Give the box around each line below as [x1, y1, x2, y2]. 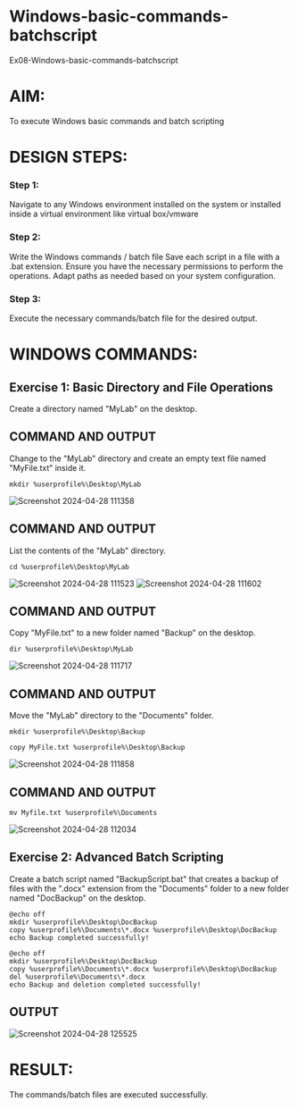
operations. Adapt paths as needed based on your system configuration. [9, 270, 276, 281]
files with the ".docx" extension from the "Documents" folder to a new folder [9, 883, 290, 894]
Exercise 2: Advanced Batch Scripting [9, 850, 225, 865]
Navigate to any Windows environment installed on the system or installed [9, 199, 282, 210]
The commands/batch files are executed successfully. [9, 1088, 209, 1100]
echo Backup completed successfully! [9, 933, 150, 942]
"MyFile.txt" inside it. [9, 462, 87, 473]
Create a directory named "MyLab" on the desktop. [9, 403, 198, 414]
